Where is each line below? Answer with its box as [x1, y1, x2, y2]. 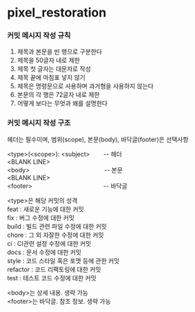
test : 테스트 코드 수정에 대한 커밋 [7, 273, 96, 282]
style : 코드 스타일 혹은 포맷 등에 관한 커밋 [7, 256, 120, 264]
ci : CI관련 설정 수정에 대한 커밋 [7, 239, 92, 247]
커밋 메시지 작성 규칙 [7, 31, 71, 41]
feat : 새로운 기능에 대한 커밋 [7, 205, 85, 213]
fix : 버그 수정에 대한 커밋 [7, 214, 74, 222]
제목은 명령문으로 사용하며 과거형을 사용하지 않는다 [17, 82, 154, 90]
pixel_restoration [7, 5, 107, 21]
